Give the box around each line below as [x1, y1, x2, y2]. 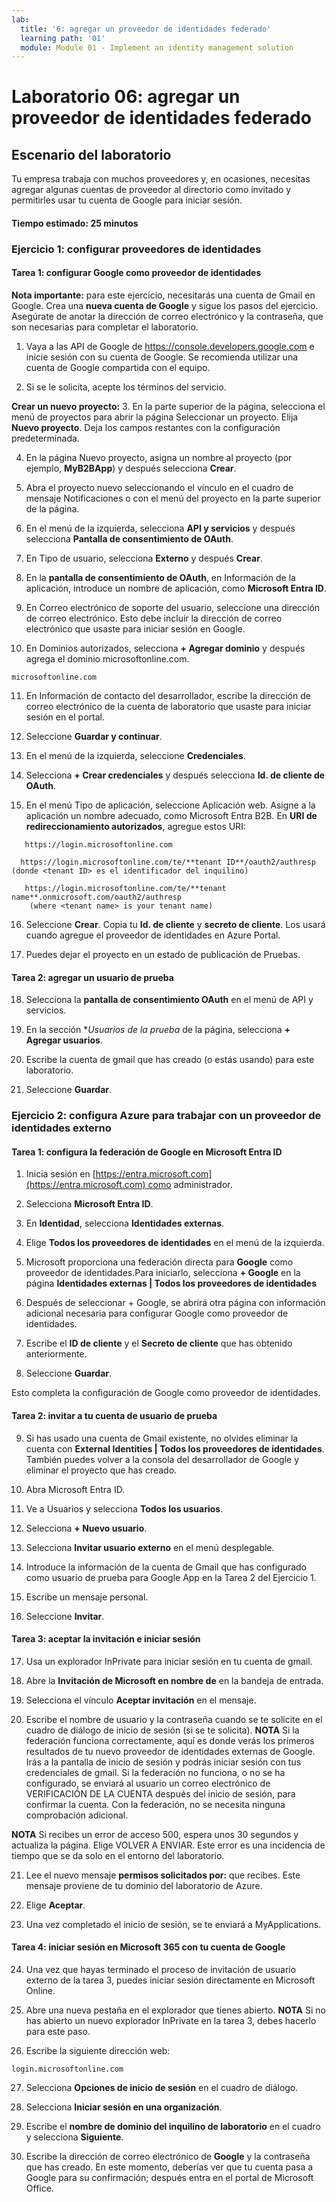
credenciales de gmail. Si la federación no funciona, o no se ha [25, 1766, 286, 1778]
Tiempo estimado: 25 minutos [11, 217, 139, 229]
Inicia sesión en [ [25, 1168, 96, 1180]
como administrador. [147, 1179, 233, 1191]
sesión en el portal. [25, 711, 105, 723]
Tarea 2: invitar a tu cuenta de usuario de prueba [11, 1409, 218, 1421]
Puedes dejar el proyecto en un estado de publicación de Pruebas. [25, 948, 301, 960]
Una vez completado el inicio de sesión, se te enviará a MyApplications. [25, 1918, 322, 1930]
